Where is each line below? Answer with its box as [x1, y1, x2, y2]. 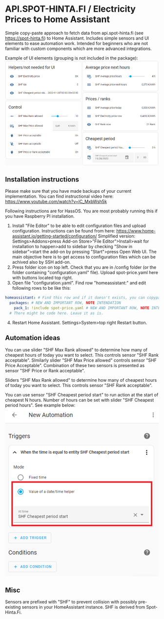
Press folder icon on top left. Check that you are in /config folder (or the [12, 264, 157, 270]
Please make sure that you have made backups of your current [5, 188, 132, 194]
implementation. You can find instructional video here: [5, 193, 114, 199]
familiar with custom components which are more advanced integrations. [5, 46, 152, 51]
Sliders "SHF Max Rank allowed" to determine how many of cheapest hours [5, 377, 157, 383]
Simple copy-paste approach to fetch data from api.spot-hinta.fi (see [5, 30, 144, 36]
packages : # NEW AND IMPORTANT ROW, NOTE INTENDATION [9, 300, 121, 305]
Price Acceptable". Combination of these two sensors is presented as [5, 362, 145, 368]
